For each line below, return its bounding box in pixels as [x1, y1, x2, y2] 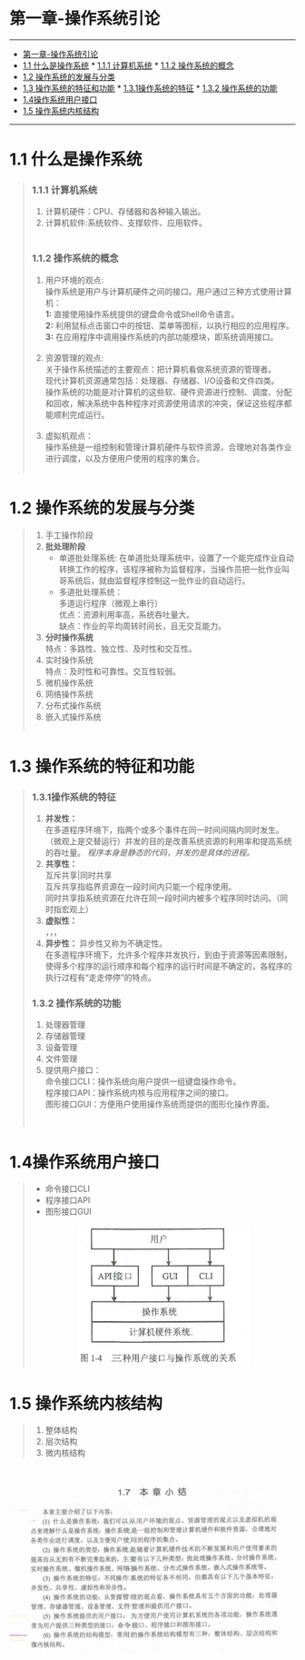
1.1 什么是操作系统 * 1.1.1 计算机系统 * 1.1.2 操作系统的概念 [22, 60, 234, 71]
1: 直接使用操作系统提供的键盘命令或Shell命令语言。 [44, 308, 240, 319]
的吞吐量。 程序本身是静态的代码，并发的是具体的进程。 [44, 847, 255, 859]
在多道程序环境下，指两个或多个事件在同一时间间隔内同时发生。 [44, 824, 284, 836]
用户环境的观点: [44, 274, 104, 285]
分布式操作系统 [44, 700, 102, 711]
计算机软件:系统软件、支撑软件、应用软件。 [44, 217, 207, 228]
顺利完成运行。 [53, 409, 110, 420]
